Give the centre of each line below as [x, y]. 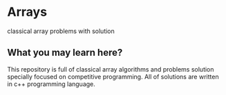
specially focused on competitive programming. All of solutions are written [113, 76]
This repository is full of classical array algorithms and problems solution [111, 69]
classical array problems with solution [61, 31]
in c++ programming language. [51, 84]
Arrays [27, 12]
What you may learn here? [65, 53]
